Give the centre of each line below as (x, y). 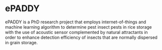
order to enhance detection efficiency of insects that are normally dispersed (81, 37)
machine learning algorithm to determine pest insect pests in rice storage (79, 27)
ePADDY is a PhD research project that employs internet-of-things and (76, 22)
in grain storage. (21, 42)
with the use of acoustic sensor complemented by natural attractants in (77, 32)
